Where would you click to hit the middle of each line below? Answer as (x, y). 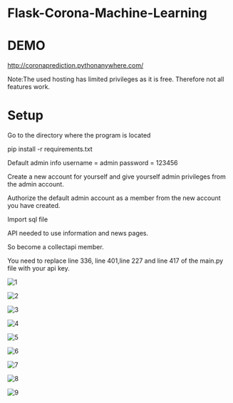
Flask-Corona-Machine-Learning (108, 13)
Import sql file (28, 219)
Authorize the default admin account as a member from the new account (114, 198)
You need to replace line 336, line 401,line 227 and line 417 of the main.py (115, 261)
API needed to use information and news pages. (78, 234)
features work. (29, 87)
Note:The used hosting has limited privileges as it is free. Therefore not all (116, 79)
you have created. (34, 206)
